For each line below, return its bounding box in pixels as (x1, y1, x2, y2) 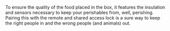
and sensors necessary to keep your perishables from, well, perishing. (5, 9, 154, 15)
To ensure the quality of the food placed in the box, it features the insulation (5, 4, 165, 10)
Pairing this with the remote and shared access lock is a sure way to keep (5, 15, 160, 20)
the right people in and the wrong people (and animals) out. (5, 20, 131, 26)
